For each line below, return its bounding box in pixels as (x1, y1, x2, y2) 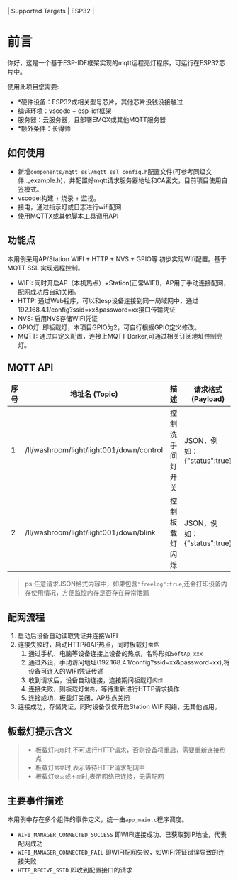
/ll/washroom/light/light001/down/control (25, 445, 164, 455)
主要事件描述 (7, 795, 64, 807)
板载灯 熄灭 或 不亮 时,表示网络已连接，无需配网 (35, 772, 164, 780)
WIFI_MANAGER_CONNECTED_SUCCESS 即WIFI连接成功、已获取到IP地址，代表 (17, 830, 227, 838)
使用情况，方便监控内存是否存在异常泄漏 (30, 589, 149, 597)
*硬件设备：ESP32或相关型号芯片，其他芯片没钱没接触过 (17, 97, 183, 106)
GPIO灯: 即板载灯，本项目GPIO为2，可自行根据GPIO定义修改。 (17, 323, 200, 332)
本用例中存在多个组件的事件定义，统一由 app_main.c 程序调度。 (7, 815, 188, 823)
